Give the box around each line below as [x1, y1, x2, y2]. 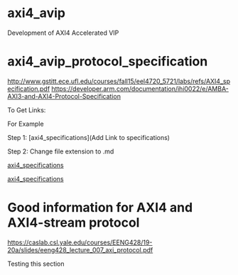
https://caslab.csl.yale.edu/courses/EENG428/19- [7, 238, 153, 247]
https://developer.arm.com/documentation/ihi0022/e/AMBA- [51, 84, 229, 93]
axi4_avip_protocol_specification [7, 53, 208, 70]
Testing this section [7, 259, 65, 268]
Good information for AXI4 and [7, 200, 193, 216]
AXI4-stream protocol [7, 215, 140, 231]
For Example [7, 119, 44, 128]
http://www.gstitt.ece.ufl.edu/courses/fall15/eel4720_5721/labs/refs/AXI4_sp [7, 77, 231, 85]
